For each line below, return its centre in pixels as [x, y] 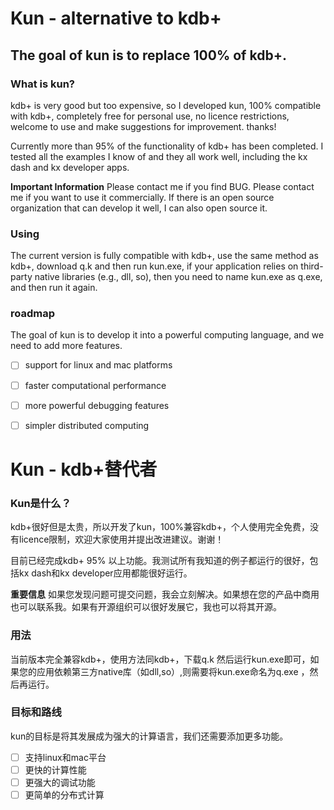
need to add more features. [66, 346]
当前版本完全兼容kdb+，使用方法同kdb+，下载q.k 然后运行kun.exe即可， [160, 659]
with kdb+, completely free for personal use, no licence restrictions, [150, 116]
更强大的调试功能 [60, 782]
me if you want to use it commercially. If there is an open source [142, 197]
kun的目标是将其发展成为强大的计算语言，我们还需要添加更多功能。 [149, 736]
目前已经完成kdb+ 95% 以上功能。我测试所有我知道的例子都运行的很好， [160, 561]
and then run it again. [54, 288]
